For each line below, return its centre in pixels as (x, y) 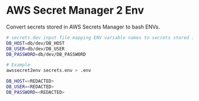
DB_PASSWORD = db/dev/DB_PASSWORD (46, 54)
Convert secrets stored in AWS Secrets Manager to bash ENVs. (83, 27)
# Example (18, 65)
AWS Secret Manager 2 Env (75, 10)
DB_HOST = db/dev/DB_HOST (36, 43)
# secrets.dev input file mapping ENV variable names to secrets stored (98, 37)
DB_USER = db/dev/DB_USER (36, 49)
